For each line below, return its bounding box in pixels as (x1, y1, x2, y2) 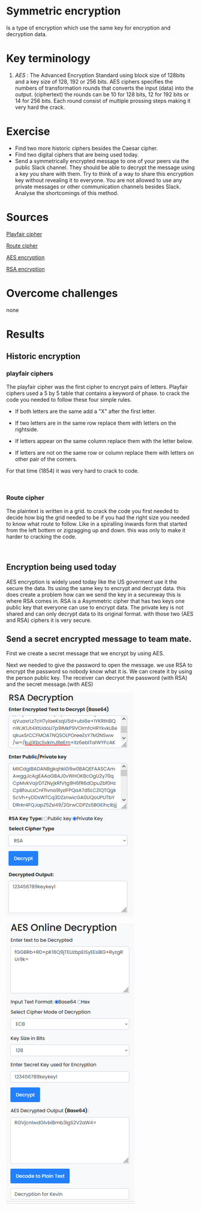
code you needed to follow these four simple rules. (6, 396, 132, 403)
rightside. (14, 426, 39, 433)
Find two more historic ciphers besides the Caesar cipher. (14, 145, 158, 152)
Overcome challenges (6, 286, 118, 300)
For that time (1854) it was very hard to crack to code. (6, 467, 139, 474)
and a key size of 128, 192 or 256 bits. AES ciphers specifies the (14, 78, 173, 85)
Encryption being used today (6, 562, 117, 573)
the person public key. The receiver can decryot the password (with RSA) (6, 674, 188, 682)
